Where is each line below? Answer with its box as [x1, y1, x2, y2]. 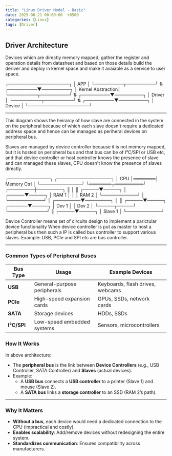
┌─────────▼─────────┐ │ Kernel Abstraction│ [5, 86, 121, 92]
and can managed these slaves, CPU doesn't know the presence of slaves [5, 160, 162, 166]
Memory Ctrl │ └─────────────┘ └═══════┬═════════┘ [5, 181, 147, 187]
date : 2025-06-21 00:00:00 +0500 [5, 12, 79, 17]
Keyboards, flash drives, [97, 280, 156, 288]
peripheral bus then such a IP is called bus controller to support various [5, 229, 156, 235]
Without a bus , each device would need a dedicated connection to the [12, 418, 162, 424]
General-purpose [34, 280, 77, 288]
